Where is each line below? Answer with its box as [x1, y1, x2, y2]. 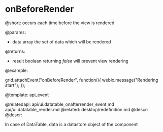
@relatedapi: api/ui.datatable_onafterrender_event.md [5, 101, 115, 107]
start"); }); [5, 82, 26, 88]
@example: [5, 67, 28, 73]
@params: [5, 29, 26, 35]
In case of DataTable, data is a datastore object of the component [5, 121, 138, 127]
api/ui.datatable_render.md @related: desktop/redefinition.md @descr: [5, 106, 149, 112]
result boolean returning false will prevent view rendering [12, 58, 129, 64]
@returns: [5, 48, 26, 54]
